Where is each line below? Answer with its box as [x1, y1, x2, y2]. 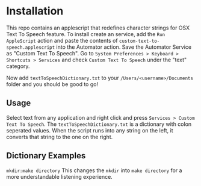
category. [6, 62, 30, 70]
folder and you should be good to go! [6, 80, 98, 88]
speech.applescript [6, 44, 55, 51]
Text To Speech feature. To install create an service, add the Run [6, 30, 165, 37]
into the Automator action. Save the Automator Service [56, 43, 191, 51]
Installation [6, 4, 64, 18]
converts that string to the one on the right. [6, 133, 113, 140]
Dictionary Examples [6, 150, 86, 161]
